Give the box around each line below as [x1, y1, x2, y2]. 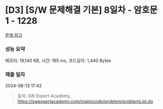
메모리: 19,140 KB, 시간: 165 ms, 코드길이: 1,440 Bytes [5, 57, 111, 64]
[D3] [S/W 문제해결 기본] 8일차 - [5, 4, 132, 16]
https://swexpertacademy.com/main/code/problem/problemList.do [17, 98, 154, 104]
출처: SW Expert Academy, [17, 93, 71, 99]
